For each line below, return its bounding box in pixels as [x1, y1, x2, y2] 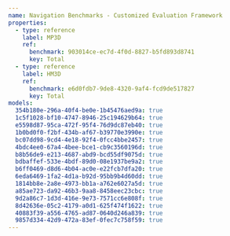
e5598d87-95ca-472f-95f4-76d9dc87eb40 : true [15, 121, 163, 129]
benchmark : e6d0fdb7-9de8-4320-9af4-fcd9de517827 [28, 84, 195, 93]
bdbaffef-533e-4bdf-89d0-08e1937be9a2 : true [15, 158, 163, 166]
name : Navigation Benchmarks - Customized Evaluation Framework [8, 11, 223, 20]
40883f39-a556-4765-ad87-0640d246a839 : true [15, 209, 163, 217]
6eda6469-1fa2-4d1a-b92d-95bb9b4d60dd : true [15, 172, 163, 181]
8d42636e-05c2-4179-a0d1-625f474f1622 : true [15, 201, 163, 209]
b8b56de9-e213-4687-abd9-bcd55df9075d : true [15, 150, 163, 158]
